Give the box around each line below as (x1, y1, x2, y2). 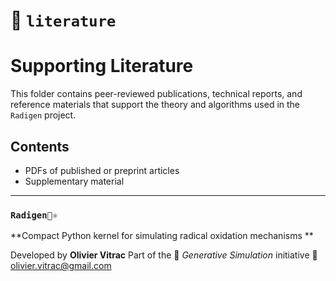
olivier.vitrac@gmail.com (10, 260, 112, 272)
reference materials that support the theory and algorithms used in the (10, 99, 301, 111)
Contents (10, 138, 70, 155)
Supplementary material (24, 175, 125, 187)
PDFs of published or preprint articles (24, 164, 180, 176)
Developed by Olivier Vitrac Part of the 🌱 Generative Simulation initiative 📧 (10, 249, 318, 261)
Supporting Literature (10, 55, 194, 78)
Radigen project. (10, 109, 77, 121)
